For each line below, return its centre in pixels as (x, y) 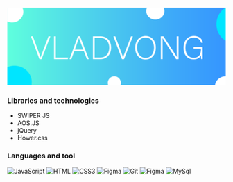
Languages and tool (41, 156)
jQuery (27, 131)
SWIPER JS (33, 116)
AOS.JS (28, 123)
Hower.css (32, 138)
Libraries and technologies (53, 101)
